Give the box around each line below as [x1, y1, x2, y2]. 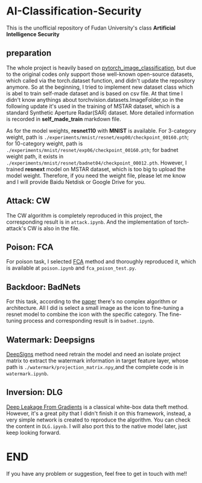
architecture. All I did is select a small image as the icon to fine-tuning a [6, 305, 184, 312]
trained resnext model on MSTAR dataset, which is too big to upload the [6, 165, 186, 172]
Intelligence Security [6, 30, 60, 37]
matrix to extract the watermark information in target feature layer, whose [6, 357, 189, 364]
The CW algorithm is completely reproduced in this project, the [6, 212, 163, 219]
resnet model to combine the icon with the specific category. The [6, 311, 169, 318]
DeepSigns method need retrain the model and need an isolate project [6, 351, 181, 358]
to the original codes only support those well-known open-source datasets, [6, 71, 194, 78]
